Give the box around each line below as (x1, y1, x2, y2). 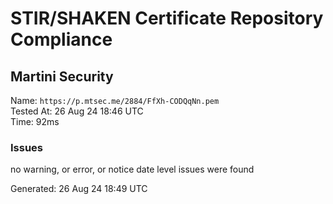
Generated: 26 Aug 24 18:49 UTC (10, 183, 148, 195)
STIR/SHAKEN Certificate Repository (10, 7, 324, 30)
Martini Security (10, 68, 114, 85)
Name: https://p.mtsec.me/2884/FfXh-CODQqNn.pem (10, 95, 220, 106)
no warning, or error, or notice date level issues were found (10, 163, 255, 176)
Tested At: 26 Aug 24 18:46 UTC (10, 105, 144, 117)
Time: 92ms (10, 116, 60, 127)
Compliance (10, 28, 113, 51)
